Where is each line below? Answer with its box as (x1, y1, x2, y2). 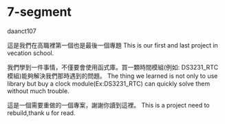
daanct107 (7, 27, 36, 35)
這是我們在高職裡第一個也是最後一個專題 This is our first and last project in (7, 41, 218, 49)
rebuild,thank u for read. (7, 108, 76, 117)
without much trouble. (7, 87, 70, 95)
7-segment (7, 4, 72, 20)
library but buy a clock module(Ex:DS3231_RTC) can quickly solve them (7, 79, 211, 87)
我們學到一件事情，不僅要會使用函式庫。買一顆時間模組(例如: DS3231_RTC (7, 63, 219, 71)
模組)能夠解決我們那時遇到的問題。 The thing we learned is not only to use (7, 72, 218, 80)
